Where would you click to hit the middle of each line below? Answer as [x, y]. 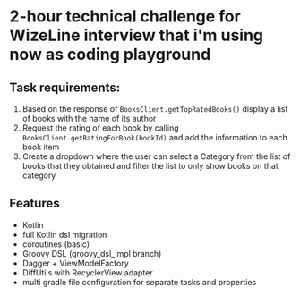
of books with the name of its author [89, 118]
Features [34, 203]
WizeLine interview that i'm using [137, 35]
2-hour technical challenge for [125, 17]
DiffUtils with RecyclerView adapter [88, 272]
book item [41, 147]
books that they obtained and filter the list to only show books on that [150, 166]
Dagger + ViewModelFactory [76, 263]
